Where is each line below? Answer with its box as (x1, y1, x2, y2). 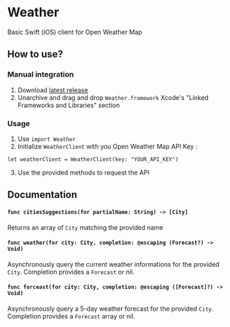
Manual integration (7, 70, 74, 79)
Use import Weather (17, 134, 76, 143)
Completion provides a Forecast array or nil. (7, 311, 136, 320)
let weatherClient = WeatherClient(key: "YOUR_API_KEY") (7, 155, 179, 163)
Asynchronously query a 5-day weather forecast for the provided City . (7, 304, 214, 313)
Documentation (7, 189, 78, 201)
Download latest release (17, 86, 88, 94)
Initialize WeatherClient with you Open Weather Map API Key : (17, 142, 198, 150)
